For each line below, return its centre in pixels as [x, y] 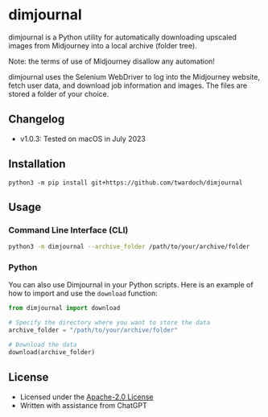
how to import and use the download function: [83, 293]
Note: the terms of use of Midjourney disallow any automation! [112, 61]
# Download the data [43, 345]
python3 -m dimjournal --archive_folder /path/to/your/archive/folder [129, 247]
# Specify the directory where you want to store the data [109, 323]
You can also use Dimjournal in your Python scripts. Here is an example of [131, 285]
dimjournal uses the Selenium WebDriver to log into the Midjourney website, [134, 76]
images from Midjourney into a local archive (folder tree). [103, 45]
